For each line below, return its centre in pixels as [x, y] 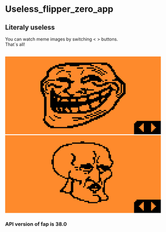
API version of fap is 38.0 [36, 224]
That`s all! [15, 44]
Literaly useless [30, 27]
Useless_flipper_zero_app [59, 9]
